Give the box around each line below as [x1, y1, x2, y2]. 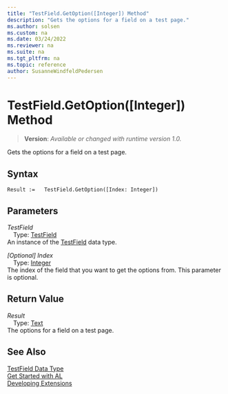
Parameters [7, 205, 59, 217]
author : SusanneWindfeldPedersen [7, 68, 103, 74]
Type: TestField [13, 231, 57, 239]
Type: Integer [13, 259, 52, 267]
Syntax [7, 168, 39, 180]
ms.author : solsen [7, 23, 60, 30]
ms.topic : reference [7, 61, 67, 68]
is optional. [7, 273, 39, 282]
